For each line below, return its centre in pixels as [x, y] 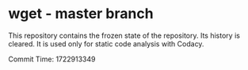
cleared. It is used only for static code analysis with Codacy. [106, 43]
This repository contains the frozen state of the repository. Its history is [124, 35]
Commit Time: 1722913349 [52, 59]
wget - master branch [81, 14]
